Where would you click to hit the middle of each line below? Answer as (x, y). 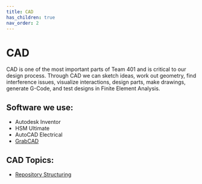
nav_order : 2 (23, 23)
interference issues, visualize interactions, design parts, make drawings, (96, 82)
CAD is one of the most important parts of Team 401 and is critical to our (96, 69)
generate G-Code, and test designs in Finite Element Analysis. (83, 88)
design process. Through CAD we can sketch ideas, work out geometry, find (101, 76)
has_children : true (31, 17)
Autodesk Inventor (38, 122)
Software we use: (40, 107)
